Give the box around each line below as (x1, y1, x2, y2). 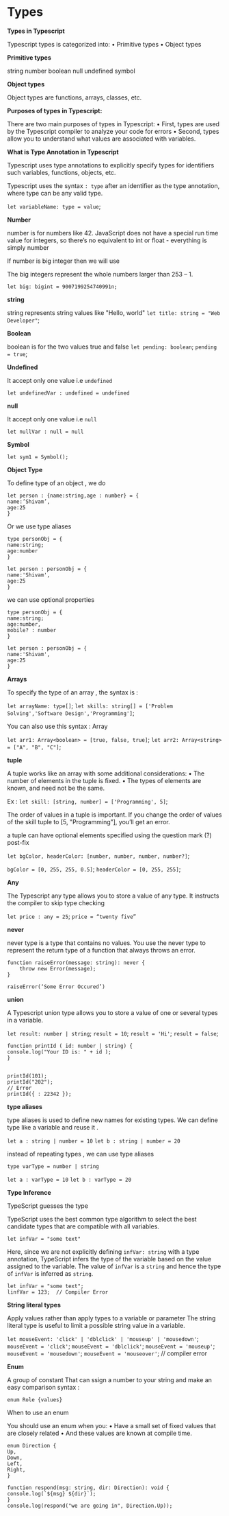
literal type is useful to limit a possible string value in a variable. (7, 1321, 186, 1329)
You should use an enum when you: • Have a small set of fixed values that (7, 1421, 217, 1430)
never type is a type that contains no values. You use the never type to (7, 938, 206, 947)
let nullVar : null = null (7, 428, 84, 435)
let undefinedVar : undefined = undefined (7, 389, 130, 397)
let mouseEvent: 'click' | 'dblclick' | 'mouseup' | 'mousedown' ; (7, 1334, 200, 1342)
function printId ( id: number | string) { (7, 1042, 133, 1049)
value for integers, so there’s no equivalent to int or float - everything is (7, 236, 207, 244)
